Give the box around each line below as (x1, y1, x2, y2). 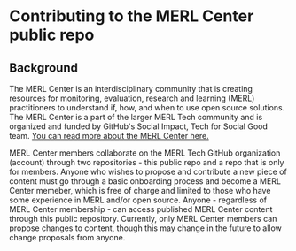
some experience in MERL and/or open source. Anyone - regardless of (9, 194, 268, 205)
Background (9, 60, 78, 75)
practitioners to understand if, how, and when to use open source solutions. (9, 103, 285, 112)
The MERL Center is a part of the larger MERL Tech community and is (9, 112, 263, 122)
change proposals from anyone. (9, 232, 126, 242)
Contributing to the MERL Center (9, 6, 254, 27)
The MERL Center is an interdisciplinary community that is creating (9, 84, 253, 94)
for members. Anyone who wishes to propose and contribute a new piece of (9, 166, 288, 177)
